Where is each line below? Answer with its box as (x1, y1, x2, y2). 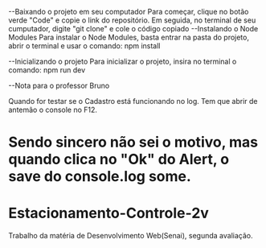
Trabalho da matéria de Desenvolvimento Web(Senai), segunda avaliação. (8, 231, 253, 241)
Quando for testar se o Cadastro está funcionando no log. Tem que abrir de (8, 97, 258, 105)
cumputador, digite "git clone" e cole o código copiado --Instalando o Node (8, 24, 259, 33)
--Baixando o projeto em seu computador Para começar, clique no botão (8, 7, 249, 16)
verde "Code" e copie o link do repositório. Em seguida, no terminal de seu (8, 15, 256, 25)
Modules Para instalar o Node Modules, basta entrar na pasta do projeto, (8, 32, 249, 42)
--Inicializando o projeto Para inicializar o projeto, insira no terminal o (8, 56, 237, 66)
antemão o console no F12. (8, 105, 98, 114)
